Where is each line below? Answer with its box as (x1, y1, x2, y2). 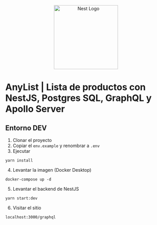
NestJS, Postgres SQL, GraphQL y (5, 92, 152, 104)
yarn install (5, 158, 33, 163)
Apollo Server (5, 103, 65, 115)
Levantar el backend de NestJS (12, 186, 79, 192)
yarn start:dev (5, 196, 38, 201)
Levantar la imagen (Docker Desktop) (12, 167, 92, 173)
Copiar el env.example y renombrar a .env (12, 142, 100, 149)
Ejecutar (12, 148, 31, 154)
